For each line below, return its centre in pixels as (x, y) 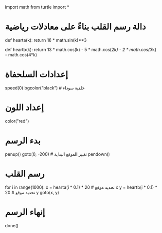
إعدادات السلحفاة (36, 74)
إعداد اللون (24, 108)
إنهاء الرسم (25, 212)
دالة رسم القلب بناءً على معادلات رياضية (75, 27)
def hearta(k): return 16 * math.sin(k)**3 (46, 40)
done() (12, 225)
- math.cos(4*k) (21, 54)
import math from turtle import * (37, 7)
